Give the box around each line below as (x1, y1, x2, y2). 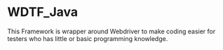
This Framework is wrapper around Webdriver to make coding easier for (7, 27, 216, 35)
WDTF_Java (7, 4, 79, 20)
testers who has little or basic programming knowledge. (7, 34, 168, 42)
